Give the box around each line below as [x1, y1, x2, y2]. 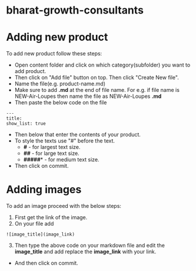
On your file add [14, 220, 54, 227]
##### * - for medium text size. [23, 156, 99, 163]
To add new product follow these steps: [6, 50, 102, 57]
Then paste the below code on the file [14, 99, 107, 106]
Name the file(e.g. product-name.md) [14, 80, 106, 87]
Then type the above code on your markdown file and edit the [14, 242, 165, 249]
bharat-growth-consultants [6, 4, 144, 17]
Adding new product [6, 31, 108, 44]
